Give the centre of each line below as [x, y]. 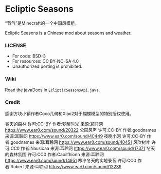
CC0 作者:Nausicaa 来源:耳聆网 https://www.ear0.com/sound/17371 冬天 [83, 148]
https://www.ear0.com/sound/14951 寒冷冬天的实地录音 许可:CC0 [71, 160]
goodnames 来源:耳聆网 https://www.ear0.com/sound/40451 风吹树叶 [80, 142]
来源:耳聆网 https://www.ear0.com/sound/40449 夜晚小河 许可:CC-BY [75, 136]
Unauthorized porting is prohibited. [47, 66]
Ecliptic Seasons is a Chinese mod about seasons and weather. [68, 33]
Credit [13, 102]
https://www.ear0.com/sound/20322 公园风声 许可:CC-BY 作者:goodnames [81, 130]
